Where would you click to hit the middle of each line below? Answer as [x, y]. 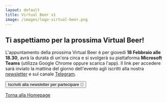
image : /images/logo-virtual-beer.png [46, 19]
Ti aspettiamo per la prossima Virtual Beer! [75, 40]
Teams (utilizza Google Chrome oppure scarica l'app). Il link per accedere [83, 63]
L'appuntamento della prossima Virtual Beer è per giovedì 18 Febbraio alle [83, 53]
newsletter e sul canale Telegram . [41, 74]
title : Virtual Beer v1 [31, 15]
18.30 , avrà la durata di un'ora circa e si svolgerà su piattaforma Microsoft [84, 58]
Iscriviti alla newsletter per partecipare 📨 [46, 85]
